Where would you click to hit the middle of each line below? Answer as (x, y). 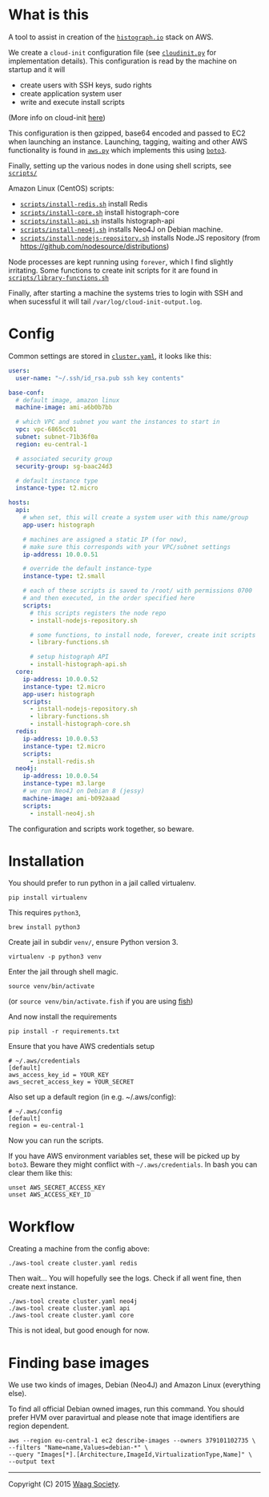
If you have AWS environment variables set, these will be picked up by (124, 1156)
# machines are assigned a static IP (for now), (105, 539)
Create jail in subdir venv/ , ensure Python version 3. (93, 942)
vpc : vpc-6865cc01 (46, 430)
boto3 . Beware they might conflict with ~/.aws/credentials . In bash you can (133, 1164)
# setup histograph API (69, 657)
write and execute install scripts (72, 102)
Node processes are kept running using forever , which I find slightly (121, 261)
